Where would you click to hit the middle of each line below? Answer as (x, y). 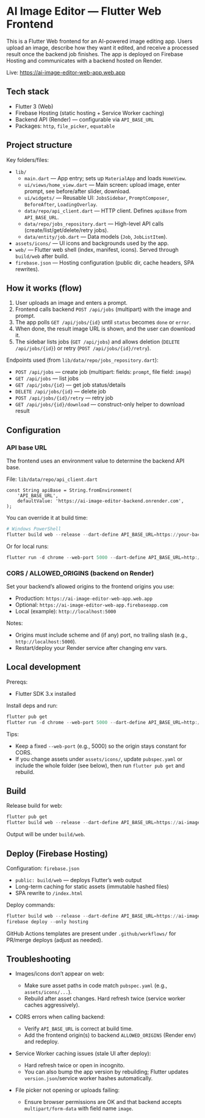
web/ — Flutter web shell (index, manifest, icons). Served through (97, 249)
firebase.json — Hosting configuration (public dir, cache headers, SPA (104, 262)
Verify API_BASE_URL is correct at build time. (78, 1029)
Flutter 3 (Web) (34, 106)
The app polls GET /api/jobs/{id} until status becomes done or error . (103, 323)
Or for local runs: (27, 546)
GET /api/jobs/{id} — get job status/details (70, 385)
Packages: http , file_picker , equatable (65, 126)
